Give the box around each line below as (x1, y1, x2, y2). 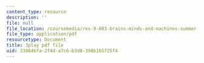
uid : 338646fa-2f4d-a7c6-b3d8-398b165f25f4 (6, 48, 118, 54)
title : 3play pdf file (6, 43, 64, 49)
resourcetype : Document (6, 37, 67, 43)
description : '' (6, 14, 47, 20)
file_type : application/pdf (6, 31, 78, 37)
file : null (6, 20, 34, 26)
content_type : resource (6, 8, 67, 15)
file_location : (6, 25, 45, 32)
